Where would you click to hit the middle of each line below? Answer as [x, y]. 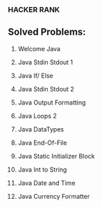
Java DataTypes [41, 129]
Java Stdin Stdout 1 [45, 62]
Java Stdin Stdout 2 [46, 89]
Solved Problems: [47, 32]
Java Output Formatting [52, 102]
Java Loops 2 [37, 116]
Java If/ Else [35, 75]
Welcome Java [39, 48]
